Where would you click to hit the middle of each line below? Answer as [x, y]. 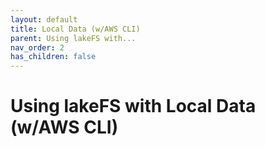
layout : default [44, 19]
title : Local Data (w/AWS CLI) [75, 29]
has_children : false [53, 57]
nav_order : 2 [37, 47]
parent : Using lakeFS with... [73, 38]
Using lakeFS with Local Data [133, 106]
